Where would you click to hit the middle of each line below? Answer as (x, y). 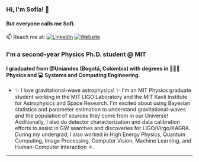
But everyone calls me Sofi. (41, 24)
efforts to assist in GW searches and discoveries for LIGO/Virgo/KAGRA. (102, 128)
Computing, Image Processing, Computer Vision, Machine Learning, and (103, 141)
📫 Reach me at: (26, 37)
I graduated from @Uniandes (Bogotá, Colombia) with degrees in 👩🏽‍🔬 (93, 68)
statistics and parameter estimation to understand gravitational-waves (100, 110)
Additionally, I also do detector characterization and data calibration (97, 122)
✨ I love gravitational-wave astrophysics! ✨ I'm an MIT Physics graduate (103, 90)
